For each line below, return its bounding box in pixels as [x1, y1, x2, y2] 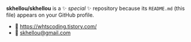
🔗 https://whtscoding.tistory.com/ [14, 22, 97, 30]
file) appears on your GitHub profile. [6, 11, 94, 18]
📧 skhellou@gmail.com [14, 29, 71, 36]
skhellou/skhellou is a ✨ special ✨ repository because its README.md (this [6, 5, 185, 12]
